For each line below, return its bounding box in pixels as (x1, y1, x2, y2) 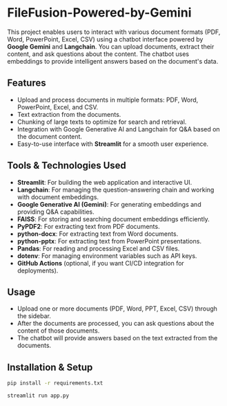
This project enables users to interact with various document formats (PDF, (7, 28, 221, 36)
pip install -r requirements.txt (7, 380, 103, 387)
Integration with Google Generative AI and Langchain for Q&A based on (17, 124, 220, 133)
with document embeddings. (17, 192, 99, 201)
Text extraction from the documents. (17, 110, 121, 118)
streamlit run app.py (7, 392, 70, 399)
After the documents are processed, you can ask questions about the (17, 320, 215, 328)
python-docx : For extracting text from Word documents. (17, 230, 179, 238)
